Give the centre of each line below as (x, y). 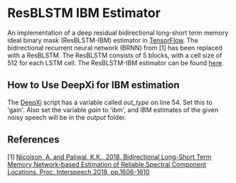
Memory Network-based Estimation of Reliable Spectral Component (107, 164)
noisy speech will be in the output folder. (67, 117)
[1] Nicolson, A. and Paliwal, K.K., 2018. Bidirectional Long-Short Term (109, 157)
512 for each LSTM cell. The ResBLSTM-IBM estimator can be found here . (116, 62)
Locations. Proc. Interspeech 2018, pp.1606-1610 (79, 172)
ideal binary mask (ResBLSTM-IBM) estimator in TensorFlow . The (103, 40)
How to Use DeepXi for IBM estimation (93, 85)
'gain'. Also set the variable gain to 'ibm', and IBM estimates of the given (113, 110)
